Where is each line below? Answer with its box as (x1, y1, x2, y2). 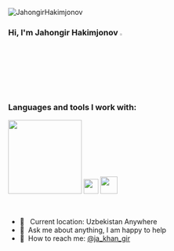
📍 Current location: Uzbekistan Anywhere (19, 217, 158, 227)
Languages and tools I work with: (8, 102, 137, 113)
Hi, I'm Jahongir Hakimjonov (8, 27, 118, 38)
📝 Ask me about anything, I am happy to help (19, 225, 167, 235)
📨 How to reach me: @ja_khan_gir (19, 234, 131, 243)
